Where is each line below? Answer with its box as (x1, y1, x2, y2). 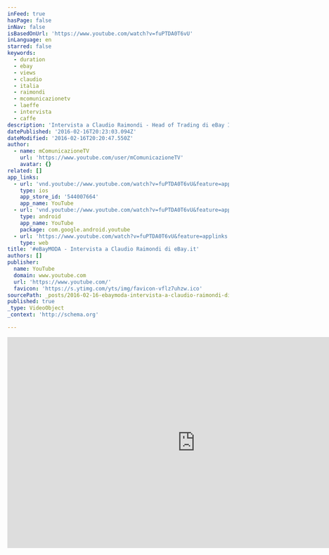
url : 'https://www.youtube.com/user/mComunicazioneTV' (20, 154, 184, 162)
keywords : (7, 50, 37, 57)
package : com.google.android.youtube (20, 226, 131, 233)
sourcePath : (7, 291, 42, 299)
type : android (20, 213, 61, 220)
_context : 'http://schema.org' (7, 311, 99, 319)
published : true (7, 298, 55, 305)
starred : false (7, 43, 52, 50)
